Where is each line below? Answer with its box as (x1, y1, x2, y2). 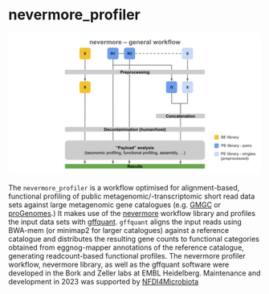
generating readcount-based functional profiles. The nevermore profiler (8, 251, 247, 261)
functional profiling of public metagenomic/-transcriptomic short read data (8, 191, 255, 202)
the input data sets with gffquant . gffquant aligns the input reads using (8, 217, 243, 227)
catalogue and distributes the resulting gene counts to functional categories (8, 235, 259, 244)
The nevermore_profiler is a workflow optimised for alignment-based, (8, 183, 240, 193)
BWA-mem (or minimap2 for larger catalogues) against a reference (8, 226, 230, 235)
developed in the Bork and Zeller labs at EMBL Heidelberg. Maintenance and (8, 268, 261, 278)
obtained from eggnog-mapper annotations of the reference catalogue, (8, 243, 245, 252)
